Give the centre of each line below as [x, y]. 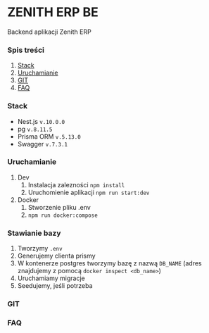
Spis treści [26, 50]
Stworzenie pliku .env [59, 207]
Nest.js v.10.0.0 [41, 121]
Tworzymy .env [40, 249]
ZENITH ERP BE [53, 12]
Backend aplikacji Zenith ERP [49, 32]
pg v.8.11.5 [35, 129]
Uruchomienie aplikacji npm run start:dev [89, 192]
